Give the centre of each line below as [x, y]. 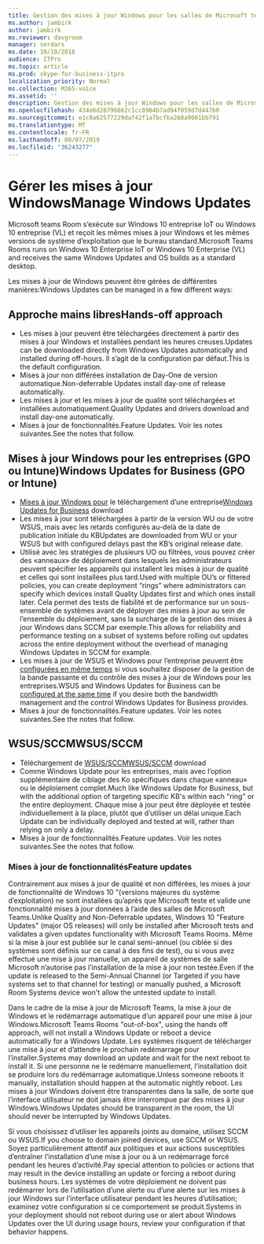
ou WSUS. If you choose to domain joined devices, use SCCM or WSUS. [124, 1140]
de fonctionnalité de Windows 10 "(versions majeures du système [114, 893]
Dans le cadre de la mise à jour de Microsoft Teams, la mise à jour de [120, 1008]
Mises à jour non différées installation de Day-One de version [119, 375]
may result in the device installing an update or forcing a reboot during [122, 1173]
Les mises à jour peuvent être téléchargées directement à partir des [129, 333]
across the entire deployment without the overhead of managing [123, 644]
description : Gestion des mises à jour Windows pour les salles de [121, 103]
